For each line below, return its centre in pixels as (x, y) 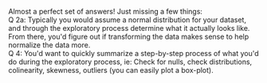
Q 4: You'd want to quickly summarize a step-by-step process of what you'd (133, 53)
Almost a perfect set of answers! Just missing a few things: (106, 11)
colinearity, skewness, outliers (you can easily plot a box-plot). (111, 70)
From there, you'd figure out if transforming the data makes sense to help (129, 36)
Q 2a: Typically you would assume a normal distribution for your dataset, (128, 20)
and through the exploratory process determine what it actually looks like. (129, 28)
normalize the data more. (49, 45)
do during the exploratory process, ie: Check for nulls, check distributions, (130, 62)
